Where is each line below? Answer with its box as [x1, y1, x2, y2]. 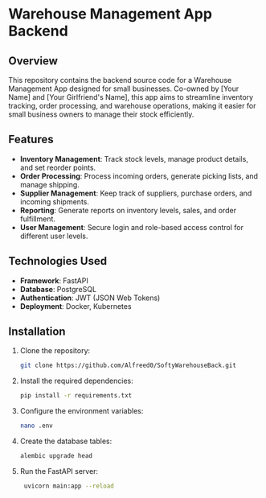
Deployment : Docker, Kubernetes [19, 301, 132, 311]
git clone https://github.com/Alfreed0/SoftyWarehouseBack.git [19, 361, 237, 370]
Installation [8, 325, 66, 339]
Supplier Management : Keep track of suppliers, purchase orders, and [19, 188, 252, 198]
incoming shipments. [19, 196, 90, 206]
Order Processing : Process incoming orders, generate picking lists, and [19, 171, 259, 181]
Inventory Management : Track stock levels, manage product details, [19, 154, 249, 163]
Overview [8, 54, 59, 68]
